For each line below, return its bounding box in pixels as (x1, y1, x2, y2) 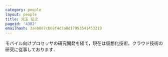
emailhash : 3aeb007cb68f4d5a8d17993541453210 (5, 26, 102, 31)
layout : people (5, 12, 37, 17)
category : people (5, 7, 42, 12)
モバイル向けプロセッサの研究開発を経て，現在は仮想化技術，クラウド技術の (5, 40, 163, 46)
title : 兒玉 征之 (5, 16, 39, 21)
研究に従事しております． (5, 46, 58, 52)
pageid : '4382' (5, 21, 37, 26)
